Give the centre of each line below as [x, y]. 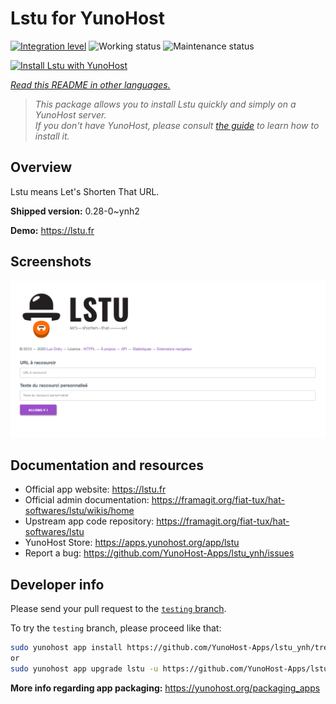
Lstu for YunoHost [87, 18]
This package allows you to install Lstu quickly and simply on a [165, 104]
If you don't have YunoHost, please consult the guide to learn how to [177, 125]
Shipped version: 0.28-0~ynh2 [75, 211]
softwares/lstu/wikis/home [79, 511]
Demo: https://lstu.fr [52, 230]
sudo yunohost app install [66, 648]
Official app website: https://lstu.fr [95, 489]
